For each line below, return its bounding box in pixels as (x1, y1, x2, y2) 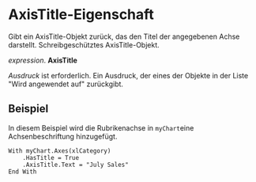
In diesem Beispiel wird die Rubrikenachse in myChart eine (8, 123, 194, 132)
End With (8, 168, 37, 176)
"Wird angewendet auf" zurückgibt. (8, 79, 124, 89)
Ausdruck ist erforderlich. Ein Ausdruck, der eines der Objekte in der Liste (8, 70, 249, 80)
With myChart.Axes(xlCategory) (8, 146, 111, 155)
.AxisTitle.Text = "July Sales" (22, 161, 129, 169)
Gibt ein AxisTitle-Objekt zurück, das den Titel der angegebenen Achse (8, 32, 240, 41)
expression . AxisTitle (8, 55, 77, 65)
